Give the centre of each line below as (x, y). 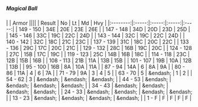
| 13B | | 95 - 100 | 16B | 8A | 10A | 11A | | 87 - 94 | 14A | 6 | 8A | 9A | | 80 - (95, 66)
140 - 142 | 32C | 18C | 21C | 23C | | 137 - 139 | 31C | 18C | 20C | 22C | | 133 (98, 42)
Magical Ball (22, 8)
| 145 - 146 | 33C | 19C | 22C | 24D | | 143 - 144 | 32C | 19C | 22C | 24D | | (95, 35)
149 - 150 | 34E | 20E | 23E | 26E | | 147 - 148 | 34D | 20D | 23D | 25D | (104, 29)
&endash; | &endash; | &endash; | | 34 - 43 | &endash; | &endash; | (87, 85)
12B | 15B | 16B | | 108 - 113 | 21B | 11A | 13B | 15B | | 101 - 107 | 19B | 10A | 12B (99, 60)
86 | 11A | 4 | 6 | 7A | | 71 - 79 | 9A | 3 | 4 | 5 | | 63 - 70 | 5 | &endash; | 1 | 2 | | (99, 73)
